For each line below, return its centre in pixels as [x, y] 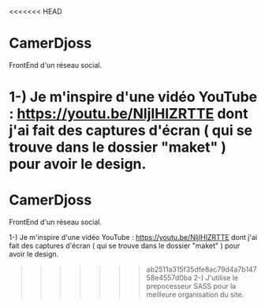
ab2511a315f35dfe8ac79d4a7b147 [202, 270]
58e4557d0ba [169, 278]
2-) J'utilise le [216, 278]
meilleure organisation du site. [195, 294]
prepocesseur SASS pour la [191, 286]
